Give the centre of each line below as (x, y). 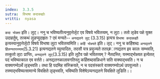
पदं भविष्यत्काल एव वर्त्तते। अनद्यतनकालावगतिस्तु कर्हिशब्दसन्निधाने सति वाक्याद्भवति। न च (74, 60)
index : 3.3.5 (20, 10)
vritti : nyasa (21, 19)
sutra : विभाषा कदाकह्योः (25, 14)
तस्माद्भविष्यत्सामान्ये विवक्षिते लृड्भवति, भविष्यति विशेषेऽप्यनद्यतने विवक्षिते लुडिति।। (69, 71)
